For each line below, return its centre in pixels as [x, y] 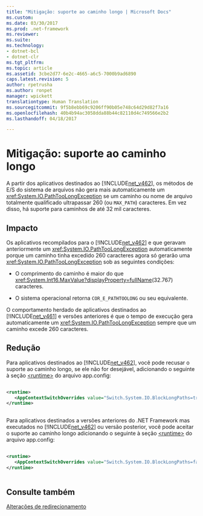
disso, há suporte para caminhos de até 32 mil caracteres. [79, 209]
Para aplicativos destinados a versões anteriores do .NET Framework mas [98, 421]
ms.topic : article [29, 68]
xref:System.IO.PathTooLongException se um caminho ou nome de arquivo [99, 196]
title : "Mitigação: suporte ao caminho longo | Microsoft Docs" [89, 12]
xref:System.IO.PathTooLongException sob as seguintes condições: [90, 262]
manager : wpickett [29, 96]
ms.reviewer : [23, 34]
